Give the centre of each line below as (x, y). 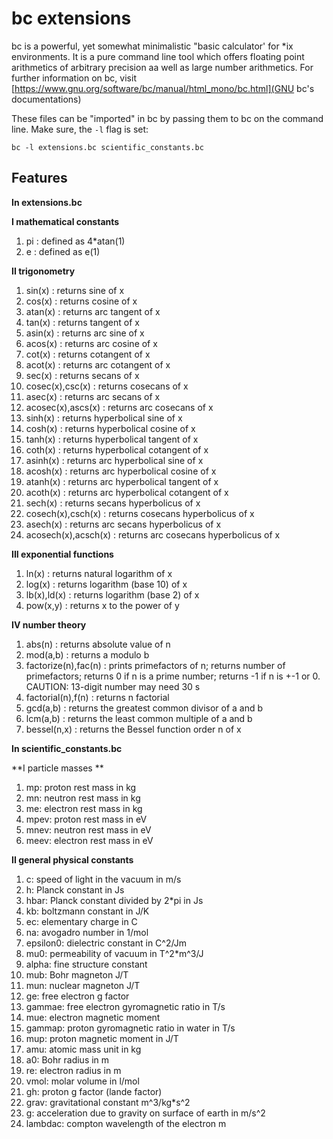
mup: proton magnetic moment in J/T (102, 1038)
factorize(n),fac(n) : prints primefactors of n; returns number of (155, 665)
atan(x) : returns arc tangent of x (93, 311)
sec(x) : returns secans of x (82, 375)
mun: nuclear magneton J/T (83, 985)
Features (39, 178)
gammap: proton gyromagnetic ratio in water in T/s (130, 1028)
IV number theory (49, 624)
